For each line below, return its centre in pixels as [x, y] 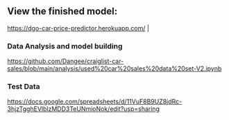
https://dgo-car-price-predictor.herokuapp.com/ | [78, 28]
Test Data [24, 87]
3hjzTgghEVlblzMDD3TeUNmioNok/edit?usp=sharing [83, 109]
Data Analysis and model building [65, 46]
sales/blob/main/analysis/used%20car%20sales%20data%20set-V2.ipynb [114, 69]
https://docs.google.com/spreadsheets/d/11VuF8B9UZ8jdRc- [95, 102]
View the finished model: [62, 11]
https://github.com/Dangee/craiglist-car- [66, 61]
